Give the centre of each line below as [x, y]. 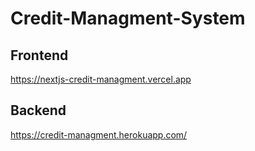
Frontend [39, 55]
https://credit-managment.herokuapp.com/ [99, 134]
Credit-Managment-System [128, 18]
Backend [38, 110]
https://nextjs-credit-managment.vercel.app [101, 79]
